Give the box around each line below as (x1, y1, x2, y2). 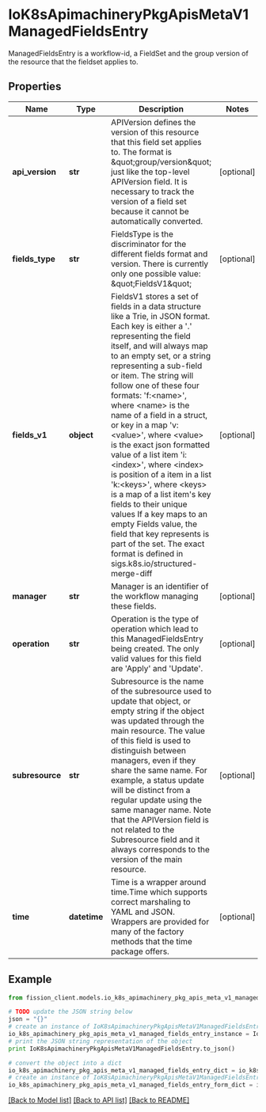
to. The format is (110, 146, 173, 158)
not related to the (110, 824, 175, 835)
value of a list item (110, 449, 179, 460)
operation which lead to (110, 623, 199, 634)
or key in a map (110, 419, 168, 431)
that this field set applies (110, 136, 202, 147)
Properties (8, 80, 62, 93)
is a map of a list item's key (110, 488, 211, 499)
